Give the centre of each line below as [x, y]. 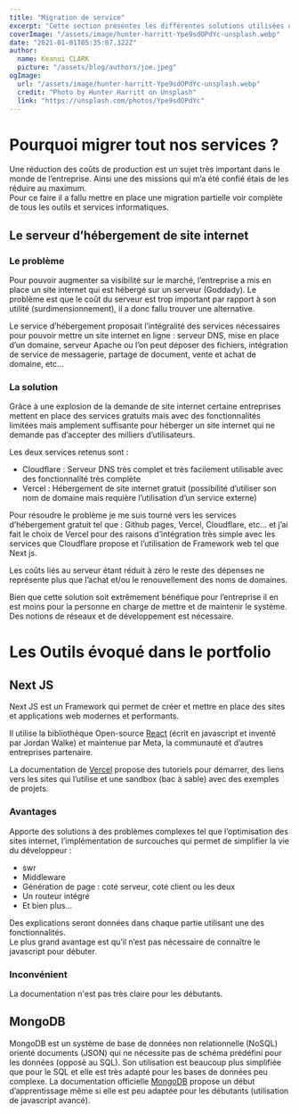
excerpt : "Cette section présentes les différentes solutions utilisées [147, 26]
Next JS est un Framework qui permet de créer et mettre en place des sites [147, 707]
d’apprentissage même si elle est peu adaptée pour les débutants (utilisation [149, 1091]
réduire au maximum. [48, 188]
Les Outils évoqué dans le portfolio [140, 652]
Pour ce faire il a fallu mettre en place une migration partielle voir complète [146, 198]
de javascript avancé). [50, 1100]
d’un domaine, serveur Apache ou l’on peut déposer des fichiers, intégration [149, 345]
